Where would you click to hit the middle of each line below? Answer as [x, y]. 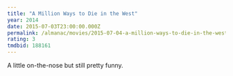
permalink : [23, 33]
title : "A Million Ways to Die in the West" [72, 13]
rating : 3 [21, 39]
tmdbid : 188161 [29, 46]
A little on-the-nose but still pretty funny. [65, 65]
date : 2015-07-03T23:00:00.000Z [54, 26]
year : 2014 [23, 20]
